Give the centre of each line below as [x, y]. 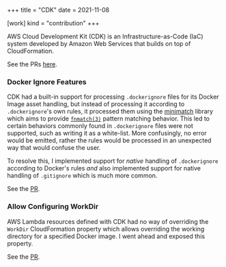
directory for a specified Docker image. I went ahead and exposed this [106, 236]
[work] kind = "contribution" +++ [54, 23]
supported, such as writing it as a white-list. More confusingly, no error [107, 133]
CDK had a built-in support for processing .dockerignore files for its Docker [113, 97]
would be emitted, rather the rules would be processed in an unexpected [109, 140]
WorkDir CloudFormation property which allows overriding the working [106, 229]
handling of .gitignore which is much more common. [82, 176]
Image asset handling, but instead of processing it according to [96, 104]
